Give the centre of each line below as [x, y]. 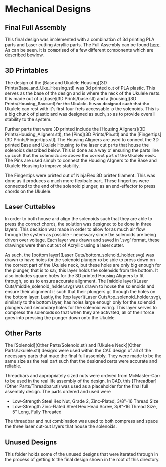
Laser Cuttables [30, 207]
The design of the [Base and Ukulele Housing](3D [56, 82]
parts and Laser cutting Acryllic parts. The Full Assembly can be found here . [83, 45]
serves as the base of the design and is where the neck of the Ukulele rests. [83, 93]
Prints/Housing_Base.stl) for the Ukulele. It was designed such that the [77, 104]
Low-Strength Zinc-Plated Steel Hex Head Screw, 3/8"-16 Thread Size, [84, 407]
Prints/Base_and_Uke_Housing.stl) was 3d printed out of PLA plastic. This [80, 88]
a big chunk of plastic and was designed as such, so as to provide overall [80, 114]
